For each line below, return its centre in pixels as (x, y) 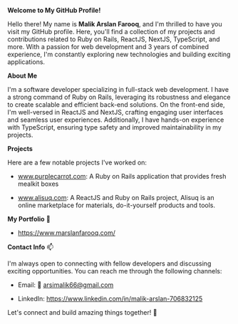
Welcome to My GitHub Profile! (54, 10)
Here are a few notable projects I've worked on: (77, 162)
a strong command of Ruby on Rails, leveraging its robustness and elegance (119, 97)
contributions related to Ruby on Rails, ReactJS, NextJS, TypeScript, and (114, 39)
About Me (22, 75)
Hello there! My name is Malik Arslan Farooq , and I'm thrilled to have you (115, 24)
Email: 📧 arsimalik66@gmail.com (66, 285)
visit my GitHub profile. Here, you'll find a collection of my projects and (111, 32)
